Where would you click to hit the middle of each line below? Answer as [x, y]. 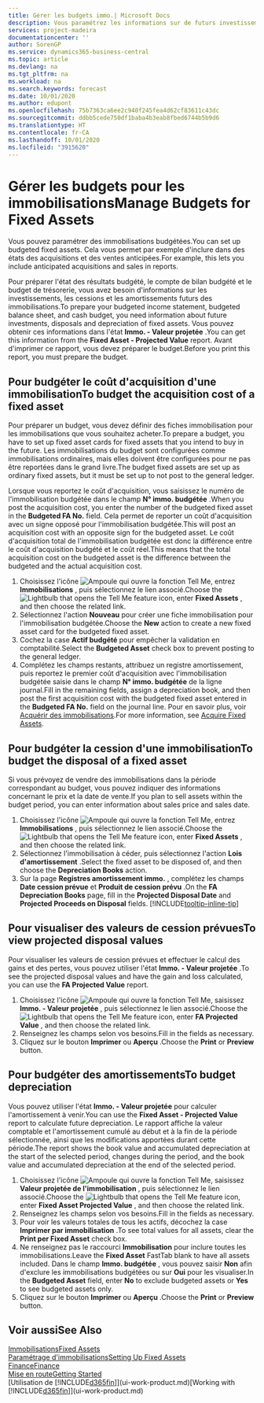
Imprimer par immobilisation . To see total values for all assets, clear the [136, 1230]
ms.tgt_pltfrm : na [38, 74]
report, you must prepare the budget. [68, 357]
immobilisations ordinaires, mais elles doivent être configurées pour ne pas [130, 459]
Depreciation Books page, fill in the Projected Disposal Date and [125, 895]
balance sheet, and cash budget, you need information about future [118, 315]
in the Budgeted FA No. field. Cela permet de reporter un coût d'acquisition [130, 516]
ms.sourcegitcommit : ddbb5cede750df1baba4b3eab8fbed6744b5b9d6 [114, 118]
